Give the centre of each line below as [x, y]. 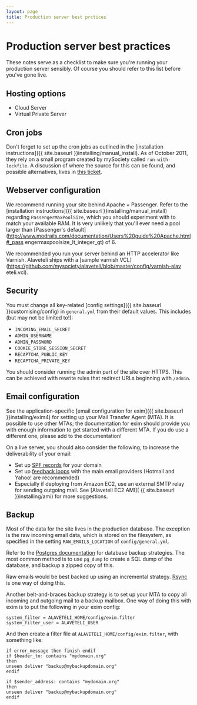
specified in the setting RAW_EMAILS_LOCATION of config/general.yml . [88, 541]
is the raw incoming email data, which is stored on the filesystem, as [89, 535]
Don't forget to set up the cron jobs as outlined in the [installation [85, 147]
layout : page [22, 11]
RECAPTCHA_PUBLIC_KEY [41, 354]
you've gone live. [27, 75]
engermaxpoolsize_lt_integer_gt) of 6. [71, 242]
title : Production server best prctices [56, 17]
